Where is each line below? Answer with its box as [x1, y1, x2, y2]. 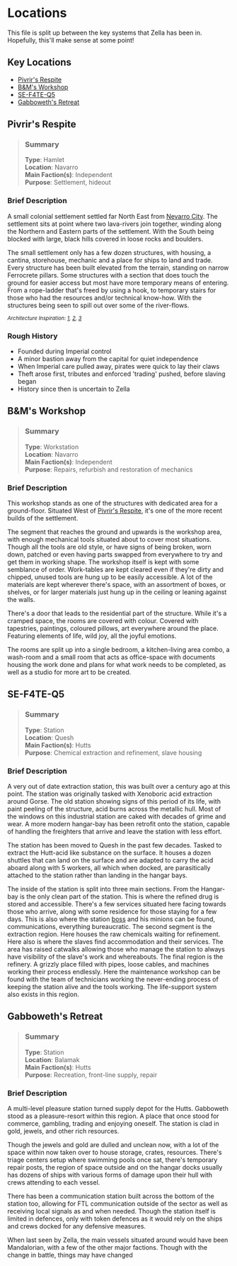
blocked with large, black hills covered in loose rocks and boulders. [7, 234, 204, 243]
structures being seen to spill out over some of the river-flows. [7, 301, 190, 309]
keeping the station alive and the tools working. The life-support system [7, 983, 217, 991]
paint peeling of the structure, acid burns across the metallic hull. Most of [7, 805, 221, 813]
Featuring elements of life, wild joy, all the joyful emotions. [7, 632, 177, 640]
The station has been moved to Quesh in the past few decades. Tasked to [7, 841, 222, 849]
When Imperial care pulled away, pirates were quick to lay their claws [17, 363, 220, 371]
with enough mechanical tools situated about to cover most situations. [7, 535, 212, 544]
